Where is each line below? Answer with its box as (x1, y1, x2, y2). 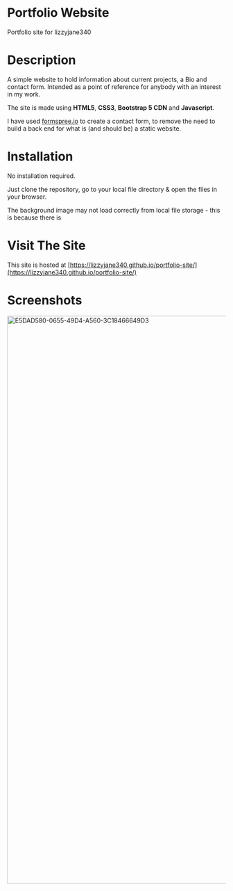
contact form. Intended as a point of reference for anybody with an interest (7, 82, 221, 91)
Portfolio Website (7, 5, 110, 21)
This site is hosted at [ (7, 261, 71, 269)
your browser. (7, 193, 47, 201)
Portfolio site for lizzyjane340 (7, 28, 92, 36)
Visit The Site (7, 238, 86, 253)
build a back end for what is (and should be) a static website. (7, 124, 182, 133)
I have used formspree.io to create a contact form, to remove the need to (7, 117, 216, 125)
